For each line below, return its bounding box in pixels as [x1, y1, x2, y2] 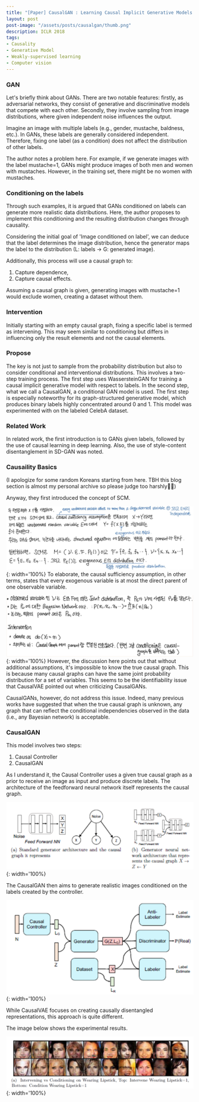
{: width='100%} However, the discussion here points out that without [6, 657, 176, 664]
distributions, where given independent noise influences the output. [6, 113, 172, 120]
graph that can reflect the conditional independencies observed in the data [6, 707, 189, 714]
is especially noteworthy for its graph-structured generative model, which [6, 394, 187, 401]
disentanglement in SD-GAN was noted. [6, 448, 104, 456]
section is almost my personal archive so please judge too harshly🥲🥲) [6, 483, 176, 490]
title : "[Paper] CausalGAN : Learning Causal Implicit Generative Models [6, 10, 193, 16]
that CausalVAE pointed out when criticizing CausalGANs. [6, 683, 147, 690]
